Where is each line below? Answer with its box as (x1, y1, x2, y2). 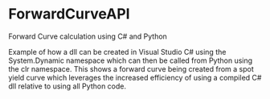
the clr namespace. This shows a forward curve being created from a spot (8, 64, 255, 73)
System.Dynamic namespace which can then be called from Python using (8, 56, 253, 65)
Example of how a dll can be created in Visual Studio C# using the (8, 47, 227, 56)
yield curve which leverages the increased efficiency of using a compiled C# (8, 72, 262, 82)
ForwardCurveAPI (8, 5, 130, 23)
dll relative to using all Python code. (8, 81, 127, 91)
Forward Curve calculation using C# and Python (8, 31, 167, 41)
